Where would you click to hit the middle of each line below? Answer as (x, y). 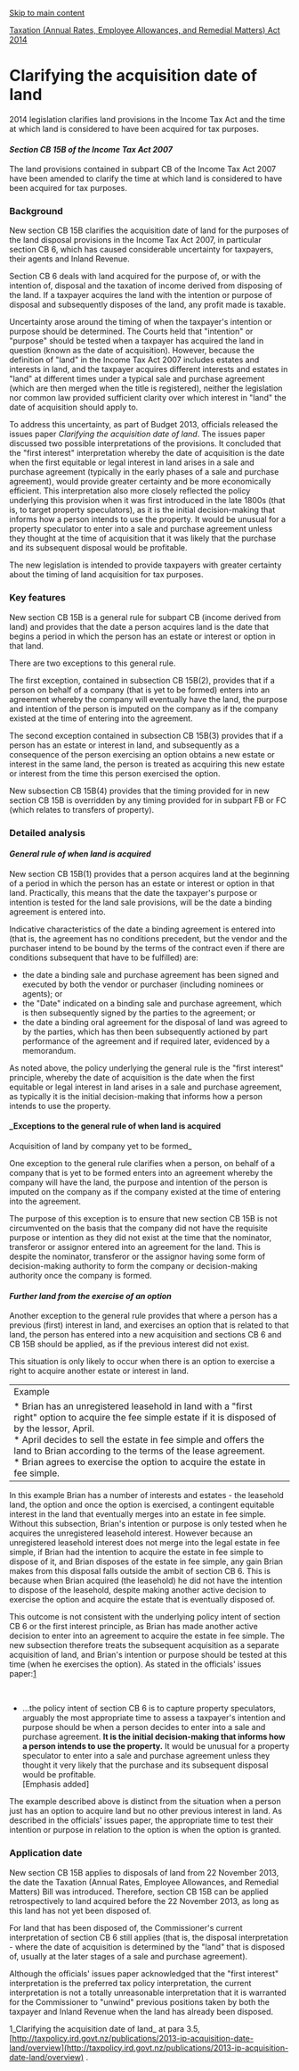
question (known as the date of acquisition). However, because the (132, 351)
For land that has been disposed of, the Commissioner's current (126, 1927)
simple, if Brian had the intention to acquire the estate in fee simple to (137, 1553)
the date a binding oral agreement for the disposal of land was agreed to (154, 1022)
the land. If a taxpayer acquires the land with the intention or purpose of (141, 295)
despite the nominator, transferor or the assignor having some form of (137, 1256)
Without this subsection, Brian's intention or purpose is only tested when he (148, 1524)
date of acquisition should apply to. (74, 407)
